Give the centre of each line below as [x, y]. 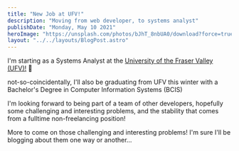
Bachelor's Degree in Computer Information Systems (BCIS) [95, 90]
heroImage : [23, 34]
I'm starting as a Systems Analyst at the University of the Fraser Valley [110, 61]
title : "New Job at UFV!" [46, 14]
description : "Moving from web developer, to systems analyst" [103, 21]
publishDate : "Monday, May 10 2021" [62, 27]
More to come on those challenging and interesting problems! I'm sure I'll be [119, 132]
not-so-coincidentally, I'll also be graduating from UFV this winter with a [113, 82]
